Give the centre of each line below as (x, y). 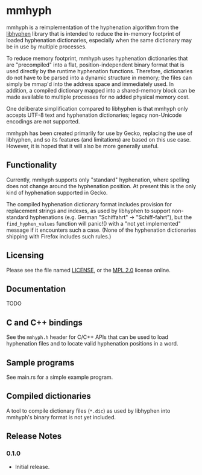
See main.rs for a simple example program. (60, 377)
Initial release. (32, 467)
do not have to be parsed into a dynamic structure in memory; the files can (99, 77)
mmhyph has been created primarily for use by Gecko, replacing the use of (99, 133)
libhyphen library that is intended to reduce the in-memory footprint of (93, 33)
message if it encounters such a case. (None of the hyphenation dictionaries (101, 230)
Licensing (25, 256)
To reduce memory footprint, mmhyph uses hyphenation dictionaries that (97, 58)
